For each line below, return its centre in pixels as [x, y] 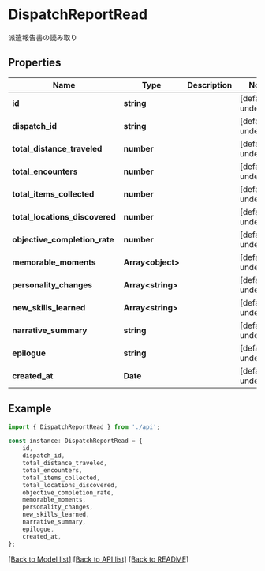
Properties [35, 63]
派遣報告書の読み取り [43, 37]
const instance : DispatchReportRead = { [76, 441]
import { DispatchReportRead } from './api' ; [84, 427]
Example [30, 409]
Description [210, 85]
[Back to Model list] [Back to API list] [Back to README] [99, 559]
